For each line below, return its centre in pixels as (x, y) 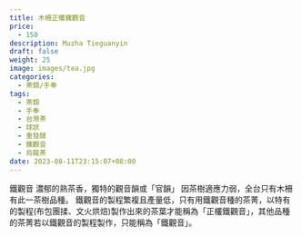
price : (22, 26)
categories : (32, 77)
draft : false (34, 52)
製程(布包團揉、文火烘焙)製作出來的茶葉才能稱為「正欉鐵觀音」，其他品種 (154, 211)
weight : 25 (30, 60)
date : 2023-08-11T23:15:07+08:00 (73, 161)
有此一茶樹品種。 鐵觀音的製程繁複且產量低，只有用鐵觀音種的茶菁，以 (142, 200)
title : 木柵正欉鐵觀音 (48, 18)
